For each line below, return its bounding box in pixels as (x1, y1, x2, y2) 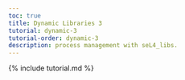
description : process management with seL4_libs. (8, 42, 179, 50)
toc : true (8, 11, 42, 20)
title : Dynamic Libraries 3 (8, 19, 103, 27)
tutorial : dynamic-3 (8, 26, 78, 34)
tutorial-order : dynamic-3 (8, 34, 99, 42)
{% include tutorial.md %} (8, 63, 94, 73)
